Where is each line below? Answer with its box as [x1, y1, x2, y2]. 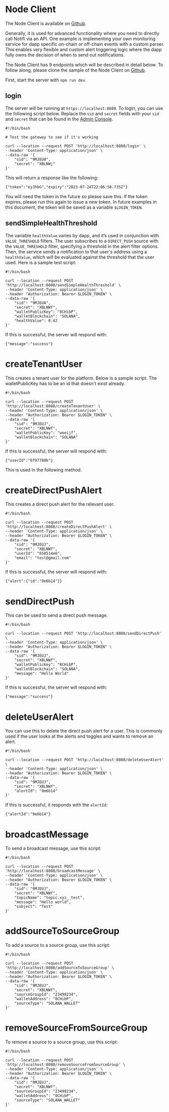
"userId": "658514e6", [14, 551, 62, 556]
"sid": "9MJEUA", [14, 300, 51, 305]
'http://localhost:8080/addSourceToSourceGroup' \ [5, 965, 114, 971]
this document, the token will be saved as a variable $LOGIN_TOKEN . [5, 204, 143, 210]
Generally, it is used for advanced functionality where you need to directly [5, 30, 159, 36]
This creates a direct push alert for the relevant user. [5, 501, 115, 507]
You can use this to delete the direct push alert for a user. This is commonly [5, 728, 163, 734]
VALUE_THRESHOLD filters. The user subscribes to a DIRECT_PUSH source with [5, 238, 158, 244]
